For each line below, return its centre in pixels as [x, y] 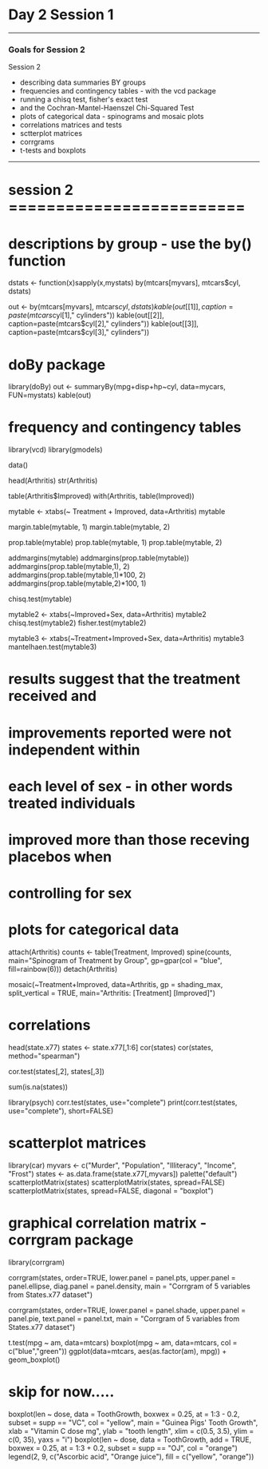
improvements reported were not [120, 733]
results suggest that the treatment [124, 679]
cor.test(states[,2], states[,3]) [57, 1072]
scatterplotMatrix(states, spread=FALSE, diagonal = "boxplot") [111, 1190]
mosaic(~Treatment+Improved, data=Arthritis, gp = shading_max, [116, 985]
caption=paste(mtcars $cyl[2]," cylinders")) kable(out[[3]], [104, 324]
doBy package [57, 364]
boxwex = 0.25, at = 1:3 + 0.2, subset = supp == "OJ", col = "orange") [123, 1447]
